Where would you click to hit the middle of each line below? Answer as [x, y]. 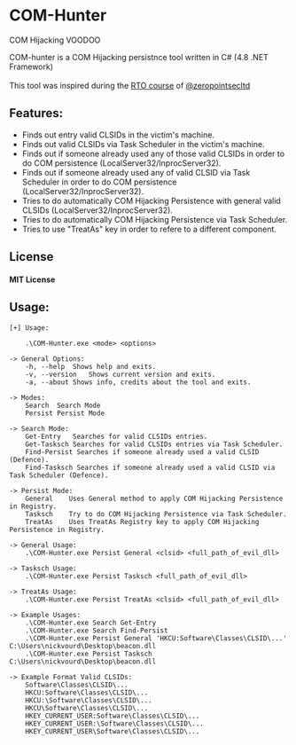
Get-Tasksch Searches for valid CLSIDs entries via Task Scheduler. [154, 444]
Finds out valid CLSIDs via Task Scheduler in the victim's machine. [143, 144]
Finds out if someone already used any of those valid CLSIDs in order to [153, 153]
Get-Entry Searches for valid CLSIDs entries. [117, 436]
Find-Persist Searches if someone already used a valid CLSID [142, 452]
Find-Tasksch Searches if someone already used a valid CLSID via [150, 467]
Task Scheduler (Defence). [59, 475]
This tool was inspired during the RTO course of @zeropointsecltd [130, 85]
